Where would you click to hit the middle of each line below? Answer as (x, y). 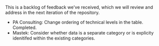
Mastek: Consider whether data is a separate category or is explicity (83, 33)
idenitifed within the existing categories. (54, 38)
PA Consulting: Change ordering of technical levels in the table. (78, 22)
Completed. (25, 27)
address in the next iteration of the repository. (52, 12)
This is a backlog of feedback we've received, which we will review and (79, 7)
